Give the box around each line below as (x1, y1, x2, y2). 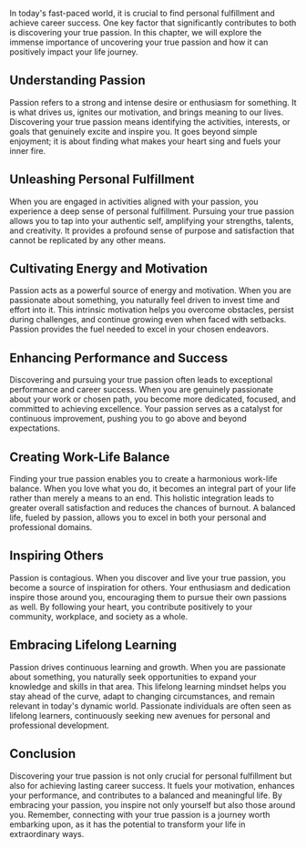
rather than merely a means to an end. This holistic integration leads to (9, 493, 275, 504)
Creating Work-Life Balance (9, 449, 170, 465)
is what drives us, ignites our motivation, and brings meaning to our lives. (9, 107, 284, 117)
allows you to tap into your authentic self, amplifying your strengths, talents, (9, 215, 294, 226)
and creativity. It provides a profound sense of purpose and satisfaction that (9, 225, 295, 236)
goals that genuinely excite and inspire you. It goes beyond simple (9, 126, 258, 137)
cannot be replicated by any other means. (9, 234, 167, 245)
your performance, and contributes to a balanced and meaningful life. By (9, 790, 282, 801)
